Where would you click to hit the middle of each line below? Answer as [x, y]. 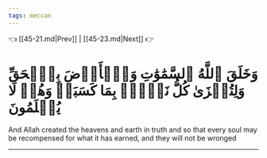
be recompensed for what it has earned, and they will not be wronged [122, 138]
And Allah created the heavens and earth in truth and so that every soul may [133, 129]
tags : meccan [30, 15]
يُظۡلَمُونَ [35, 107]
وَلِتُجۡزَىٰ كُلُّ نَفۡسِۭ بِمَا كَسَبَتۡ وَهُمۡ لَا [126, 90]
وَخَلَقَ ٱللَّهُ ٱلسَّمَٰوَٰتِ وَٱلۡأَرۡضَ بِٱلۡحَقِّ [133, 73]
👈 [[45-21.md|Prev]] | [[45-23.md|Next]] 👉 [81, 39]
